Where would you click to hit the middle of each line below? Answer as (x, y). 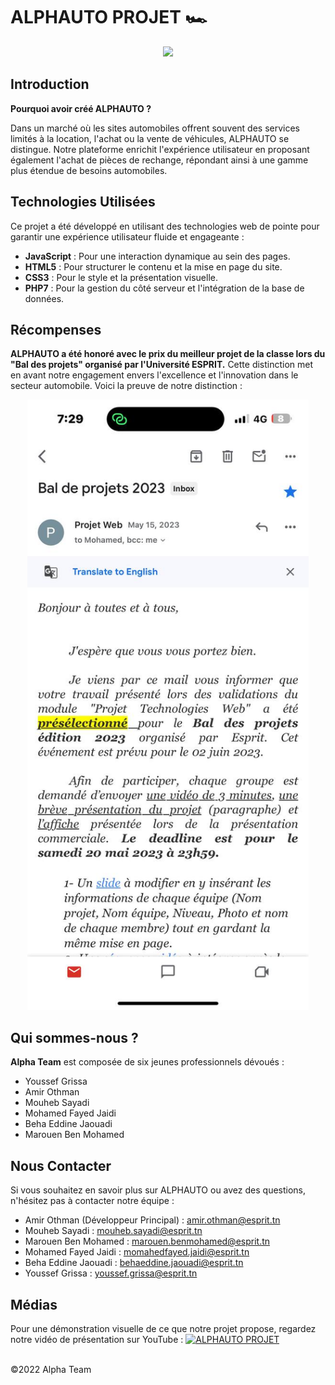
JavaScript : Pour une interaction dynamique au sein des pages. (157, 256)
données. (44, 298)
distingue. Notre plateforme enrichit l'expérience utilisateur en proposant (160, 149)
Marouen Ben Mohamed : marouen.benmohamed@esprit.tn (147, 1241)
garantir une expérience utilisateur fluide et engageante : (127, 236)
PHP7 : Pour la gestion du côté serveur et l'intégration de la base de (164, 288)
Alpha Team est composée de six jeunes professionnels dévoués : (147, 1062)
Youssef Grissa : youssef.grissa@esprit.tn (111, 1273)
